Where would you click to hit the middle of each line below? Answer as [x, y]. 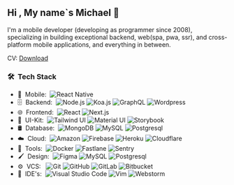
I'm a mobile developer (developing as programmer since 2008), [100, 29]
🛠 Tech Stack [32, 76]
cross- [218, 37]
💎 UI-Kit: [30, 120]
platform [19, 44]
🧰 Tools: [30, 149]
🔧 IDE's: [29, 174]
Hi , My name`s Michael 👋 [64, 13]
